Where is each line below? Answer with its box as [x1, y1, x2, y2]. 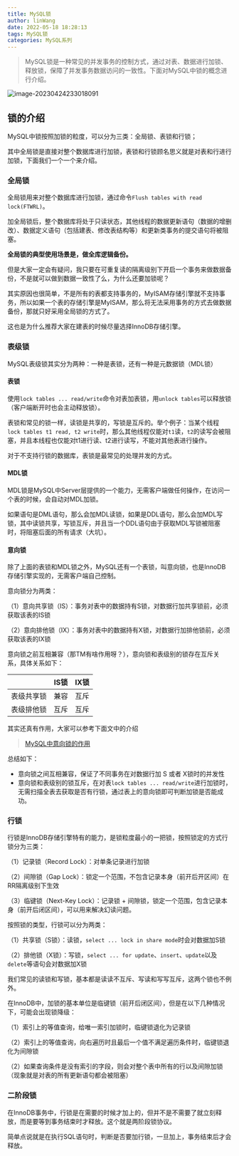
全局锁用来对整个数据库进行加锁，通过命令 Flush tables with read [7, 193, 203, 202]
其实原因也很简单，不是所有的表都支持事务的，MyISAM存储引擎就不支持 [7, 289, 219, 298]
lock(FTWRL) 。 [7, 202, 49, 211]
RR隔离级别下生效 [7, 881, 60, 890]
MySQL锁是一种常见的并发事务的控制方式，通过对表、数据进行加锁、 [24, 58, 228, 66]
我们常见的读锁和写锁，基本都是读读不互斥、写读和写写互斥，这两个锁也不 [7, 975, 225, 984]
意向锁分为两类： [7, 587, 58, 595]
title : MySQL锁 [7, 10, 51, 18]
